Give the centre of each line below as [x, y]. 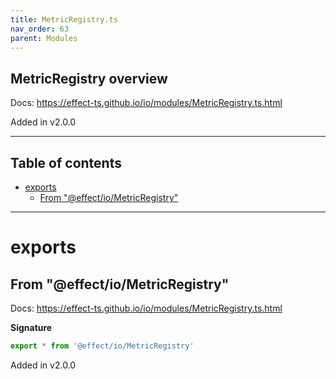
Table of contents [66, 162]
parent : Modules [44, 38]
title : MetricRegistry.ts [64, 19]
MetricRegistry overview [89, 78]
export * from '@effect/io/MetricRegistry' [102, 346]
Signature [31, 327]
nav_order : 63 [40, 29]
